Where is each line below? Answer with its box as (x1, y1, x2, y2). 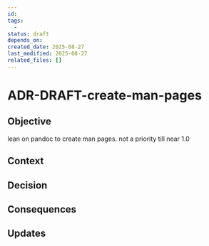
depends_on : (7, 37, 43, 44)
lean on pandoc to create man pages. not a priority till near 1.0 (7, 134, 190, 143)
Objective (7, 115, 52, 128)
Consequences (7, 203, 77, 215)
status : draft (7, 30, 50, 38)
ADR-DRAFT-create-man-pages (7, 87, 202, 103)
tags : (7, 17, 24, 24)
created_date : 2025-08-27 (7, 43, 84, 50)
